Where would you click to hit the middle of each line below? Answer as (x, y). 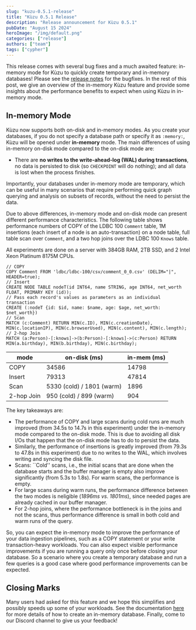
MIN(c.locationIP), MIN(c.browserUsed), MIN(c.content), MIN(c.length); (97, 328)
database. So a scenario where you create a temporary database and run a (97, 557)
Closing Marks (33, 588)
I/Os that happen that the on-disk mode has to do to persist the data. (97, 440)
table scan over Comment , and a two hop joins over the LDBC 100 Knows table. (97, 238)
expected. (18, 569)
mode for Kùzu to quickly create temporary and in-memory (98, 72)
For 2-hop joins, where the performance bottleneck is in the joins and (98, 508)
